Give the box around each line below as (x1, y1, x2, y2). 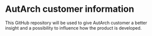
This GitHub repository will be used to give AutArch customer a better (5, 20, 148, 26)
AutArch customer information (5, 3, 135, 15)
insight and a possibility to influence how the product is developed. (5, 25, 142, 31)
